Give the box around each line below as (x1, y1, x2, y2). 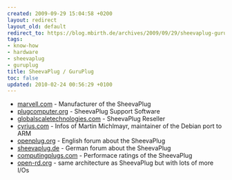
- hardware (7, 49, 39, 56)
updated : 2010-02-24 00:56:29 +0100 (7, 81, 113, 88)
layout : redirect (7, 17, 57, 24)
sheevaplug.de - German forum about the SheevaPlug (17, 144, 171, 152)
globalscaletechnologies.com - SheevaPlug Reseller (17, 115, 166, 123)
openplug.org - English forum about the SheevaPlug (17, 136, 166, 145)
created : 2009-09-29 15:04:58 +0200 (7, 10, 113, 17)
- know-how (7, 42, 39, 49)
